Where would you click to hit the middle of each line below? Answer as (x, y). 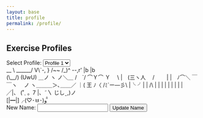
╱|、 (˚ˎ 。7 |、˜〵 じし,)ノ (41, 93)
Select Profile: (24, 63)
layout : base (23, 12)
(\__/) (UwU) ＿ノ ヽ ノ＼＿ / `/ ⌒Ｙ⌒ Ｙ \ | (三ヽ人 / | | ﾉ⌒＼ (98, 78)
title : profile (26, 18)
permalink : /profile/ (34, 23)
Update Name (128, 108)
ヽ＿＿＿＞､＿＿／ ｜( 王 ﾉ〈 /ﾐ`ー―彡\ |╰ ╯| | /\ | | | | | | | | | (107, 85)
